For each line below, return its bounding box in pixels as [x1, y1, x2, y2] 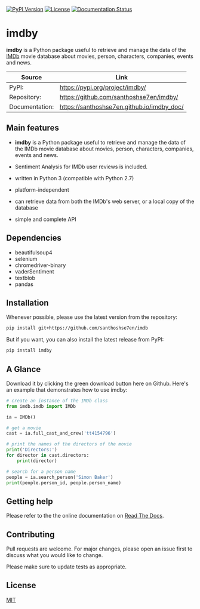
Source [20, 73, 42, 81]
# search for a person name [6, 469, 76, 475]
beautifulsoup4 [14, 248, 53, 256]
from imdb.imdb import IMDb [6, 403, 76, 409]
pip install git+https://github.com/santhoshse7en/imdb [6, 325, 148, 331]
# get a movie [6, 425, 42, 431]
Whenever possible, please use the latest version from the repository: [6, 313, 178, 321]
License [6, 580, 36, 590]
